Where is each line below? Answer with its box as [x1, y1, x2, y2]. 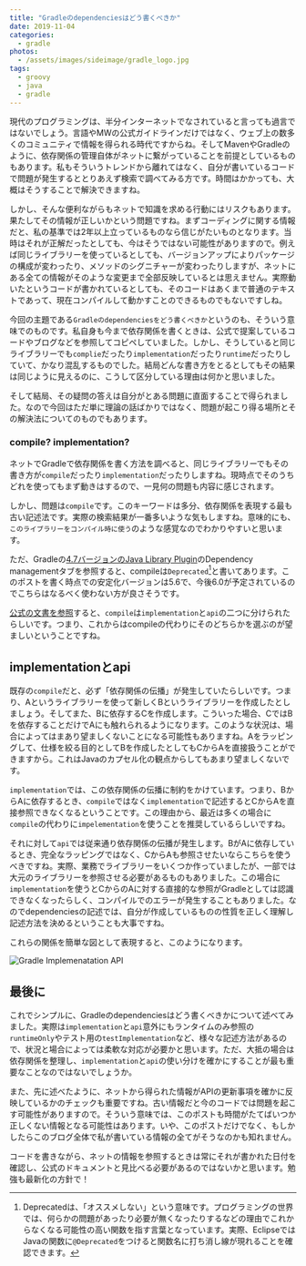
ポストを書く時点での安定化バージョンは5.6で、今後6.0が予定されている [16, 577, 288, 587]
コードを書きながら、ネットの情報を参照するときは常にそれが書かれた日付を [9, 1151, 297, 1162]
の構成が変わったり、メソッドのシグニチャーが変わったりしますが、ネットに [9, 260, 297, 271]
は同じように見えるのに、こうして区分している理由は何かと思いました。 [9, 371, 280, 382]
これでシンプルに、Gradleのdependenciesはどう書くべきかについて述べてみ [9, 1010, 294, 1021]
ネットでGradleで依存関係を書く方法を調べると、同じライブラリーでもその [9, 457, 290, 469]
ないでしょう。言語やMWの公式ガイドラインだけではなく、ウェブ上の [16, 127, 280, 138]
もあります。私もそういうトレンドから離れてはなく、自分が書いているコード [9, 161, 296, 172]
